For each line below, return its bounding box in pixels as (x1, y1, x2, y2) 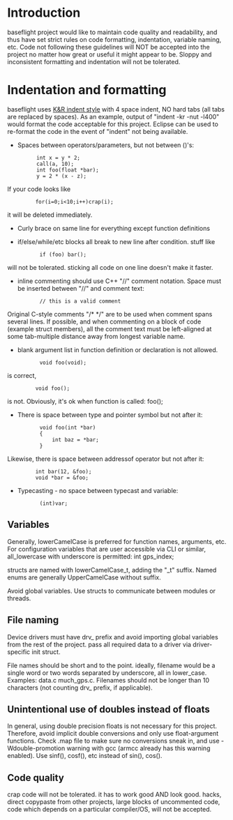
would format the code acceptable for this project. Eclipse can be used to (7, 120, 218, 128)
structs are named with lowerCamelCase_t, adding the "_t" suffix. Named (7, 565, 217, 574)
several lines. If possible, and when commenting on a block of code (7, 317, 202, 326)
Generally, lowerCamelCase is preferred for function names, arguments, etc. (7, 537, 227, 545)
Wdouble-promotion (7, 744, 66, 752)
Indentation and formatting (7, 82, 167, 98)
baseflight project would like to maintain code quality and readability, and (7, 28, 218, 36)
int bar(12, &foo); (35, 468, 92, 475)
